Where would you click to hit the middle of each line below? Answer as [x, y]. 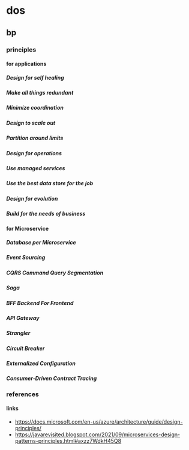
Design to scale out [31, 123]
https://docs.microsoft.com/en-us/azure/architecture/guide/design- [99, 422]
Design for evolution [32, 198]
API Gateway [23, 318]
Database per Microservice [41, 243]
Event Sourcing [26, 258]
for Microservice [28, 229]
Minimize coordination [35, 108]
